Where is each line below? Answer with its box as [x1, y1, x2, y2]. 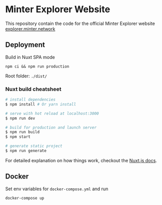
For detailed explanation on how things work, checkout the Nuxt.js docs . [5, 157, 157, 163]
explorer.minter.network [5, 25, 56, 32]
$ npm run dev [5, 115, 36, 121]
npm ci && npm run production [5, 64, 70, 69]
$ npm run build [5, 130, 40, 135]
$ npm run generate [5, 149, 47, 154]
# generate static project [5, 143, 63, 149]
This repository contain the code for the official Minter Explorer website [5, 20, 155, 26]
